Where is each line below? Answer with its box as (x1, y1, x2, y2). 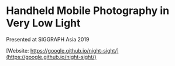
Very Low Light (6, 16, 81, 30)
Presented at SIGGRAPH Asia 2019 (6, 36, 90, 43)
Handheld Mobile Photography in (6, 4, 170, 18)
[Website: (6, 47, 29, 54)
